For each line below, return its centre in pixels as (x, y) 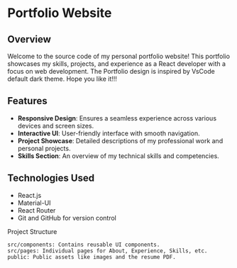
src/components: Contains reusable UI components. (84, 245)
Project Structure (32, 231)
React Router (37, 210)
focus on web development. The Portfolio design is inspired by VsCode (111, 71)
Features (27, 101)
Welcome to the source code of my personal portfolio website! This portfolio (119, 56)
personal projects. (44, 148)
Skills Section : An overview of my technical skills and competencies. (118, 156)
